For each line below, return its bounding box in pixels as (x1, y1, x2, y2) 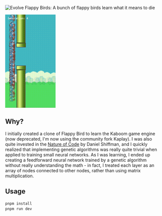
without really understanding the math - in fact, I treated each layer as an (5, 162, 155, 168)
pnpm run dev (5, 206, 32, 211)
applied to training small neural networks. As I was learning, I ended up (5, 151, 151, 157)
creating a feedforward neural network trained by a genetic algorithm (5, 157, 147, 163)
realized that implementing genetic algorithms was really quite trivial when (5, 146, 158, 152)
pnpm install (5, 201, 32, 206)
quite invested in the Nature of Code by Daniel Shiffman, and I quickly (5, 141, 148, 147)
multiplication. (5, 173, 34, 179)
